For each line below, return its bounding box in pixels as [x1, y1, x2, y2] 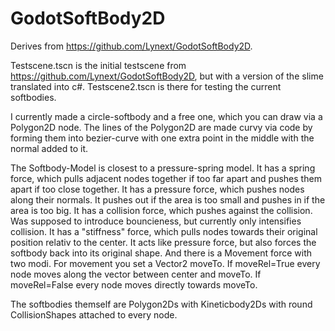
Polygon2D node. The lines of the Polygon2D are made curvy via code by [10, 121, 313, 133]
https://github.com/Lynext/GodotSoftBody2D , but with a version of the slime [10, 70, 324, 82]
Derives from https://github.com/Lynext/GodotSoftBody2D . [10, 40, 253, 52]
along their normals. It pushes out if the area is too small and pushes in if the [10, 193, 326, 206]
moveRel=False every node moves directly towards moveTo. [10, 278, 258, 291]
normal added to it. [10, 142, 89, 154]
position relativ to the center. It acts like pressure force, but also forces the [10, 236, 317, 248]
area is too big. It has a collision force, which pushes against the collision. [10, 204, 313, 216]
